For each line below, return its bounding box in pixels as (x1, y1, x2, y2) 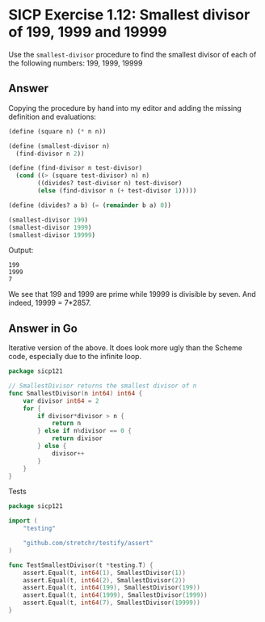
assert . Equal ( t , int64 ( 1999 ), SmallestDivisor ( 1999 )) (23, 591, 208, 599)
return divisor (51, 434, 103, 442)
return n (51, 419, 82, 428)
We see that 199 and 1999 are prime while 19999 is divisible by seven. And (8, 290, 256, 299)
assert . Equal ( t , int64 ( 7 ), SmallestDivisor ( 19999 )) (23, 599, 200, 607)
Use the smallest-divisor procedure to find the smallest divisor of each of (8, 49, 257, 59)
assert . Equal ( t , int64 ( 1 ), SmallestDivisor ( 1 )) (23, 569, 186, 577)
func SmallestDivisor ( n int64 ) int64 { (8, 389, 143, 397)
